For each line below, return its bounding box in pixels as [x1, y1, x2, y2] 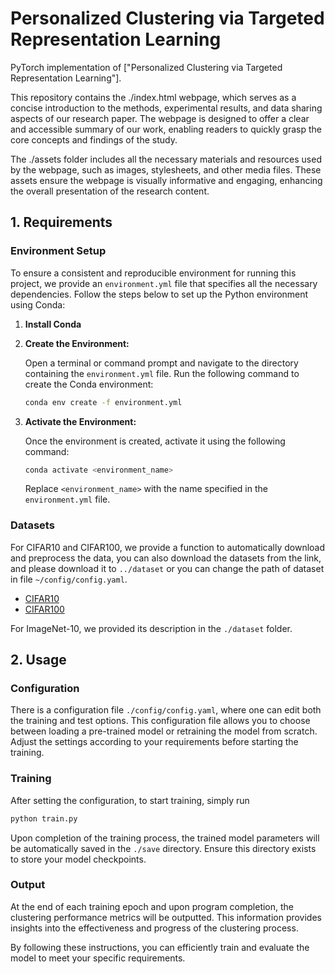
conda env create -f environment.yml [24, 397, 183, 407]
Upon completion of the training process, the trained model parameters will [10, 832, 320, 844]
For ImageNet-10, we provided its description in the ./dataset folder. [10, 622, 293, 634]
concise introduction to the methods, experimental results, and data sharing [10, 102, 323, 114]
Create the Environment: [24, 337, 130, 349]
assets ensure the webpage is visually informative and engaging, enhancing [10, 174, 323, 186]
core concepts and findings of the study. [10, 133, 178, 146]
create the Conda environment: [24, 378, 154, 390]
